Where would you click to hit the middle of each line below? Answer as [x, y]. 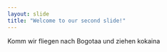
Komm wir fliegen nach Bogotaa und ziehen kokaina [84, 41]
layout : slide [29, 14]
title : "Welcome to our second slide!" [67, 21]
